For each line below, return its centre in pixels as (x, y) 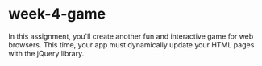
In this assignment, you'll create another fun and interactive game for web (131, 36)
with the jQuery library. (46, 53)
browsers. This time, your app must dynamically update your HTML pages (131, 44)
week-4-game (57, 14)
